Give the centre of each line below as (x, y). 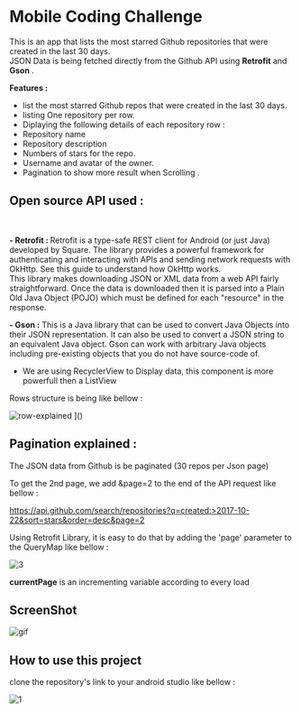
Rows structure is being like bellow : (76, 398)
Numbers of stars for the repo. (79, 153)
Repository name (54, 134)
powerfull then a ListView (69, 380)
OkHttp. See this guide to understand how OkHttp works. (115, 269)
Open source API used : (77, 201)
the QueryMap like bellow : (59, 547)
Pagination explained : (73, 444)
